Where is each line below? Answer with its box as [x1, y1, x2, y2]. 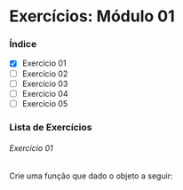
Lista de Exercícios [9, 121, 92, 133]
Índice [9, 38, 37, 51]
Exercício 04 [21, 88, 68, 99]
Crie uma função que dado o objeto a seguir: [9, 170, 173, 181]
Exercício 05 [21, 98, 68, 108]
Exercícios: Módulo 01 [9, 6, 175, 27]
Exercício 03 [21, 78, 68, 89]
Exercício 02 [21, 68, 68, 79]
